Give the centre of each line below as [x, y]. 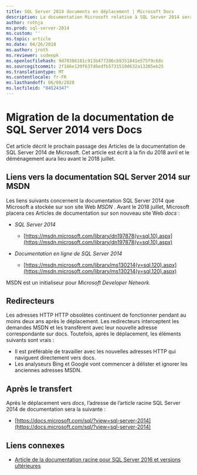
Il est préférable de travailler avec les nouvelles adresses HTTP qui [95, 351]
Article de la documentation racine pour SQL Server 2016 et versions [98, 460]
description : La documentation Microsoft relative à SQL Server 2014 [93, 17]
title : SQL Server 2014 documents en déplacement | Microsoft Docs [90, 11]
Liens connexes [35, 445]
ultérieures [28, 466]
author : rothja [25, 22]
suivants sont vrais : [30, 340]
